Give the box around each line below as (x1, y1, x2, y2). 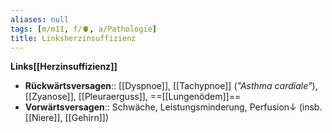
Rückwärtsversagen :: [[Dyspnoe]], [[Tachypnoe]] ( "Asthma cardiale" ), (24, 80, 318, 92)
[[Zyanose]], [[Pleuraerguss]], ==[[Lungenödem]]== (24, 91, 242, 103)
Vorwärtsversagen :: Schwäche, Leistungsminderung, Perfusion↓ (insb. (24, 101, 323, 113)
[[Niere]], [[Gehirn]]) (24, 112, 110, 124)
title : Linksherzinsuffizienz (10, 33, 137, 43)
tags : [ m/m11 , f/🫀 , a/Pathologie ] (10, 24, 157, 34)
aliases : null (10, 14, 70, 25)
